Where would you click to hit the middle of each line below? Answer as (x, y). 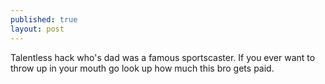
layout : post (37, 29)
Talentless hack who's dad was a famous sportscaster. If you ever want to (163, 57)
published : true (44, 19)
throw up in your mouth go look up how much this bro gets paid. (142, 68)
